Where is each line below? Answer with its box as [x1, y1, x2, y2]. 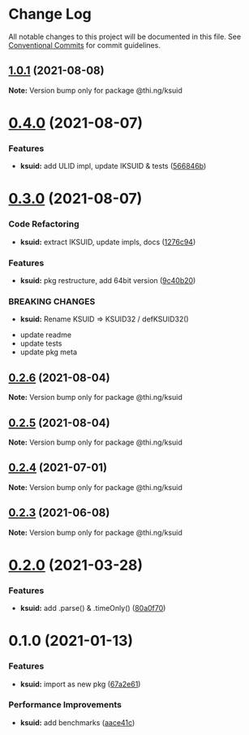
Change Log [8, 5, 92, 24]
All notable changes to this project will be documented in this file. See [8, 32, 242, 41]
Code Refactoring [8, 218, 79, 230]
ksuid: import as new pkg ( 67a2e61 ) [19, 679, 141, 689]
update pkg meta [19, 347, 78, 357]
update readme [19, 330, 71, 340]
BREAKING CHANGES [8, 295, 96, 307]
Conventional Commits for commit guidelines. [8, 40, 161, 49]
